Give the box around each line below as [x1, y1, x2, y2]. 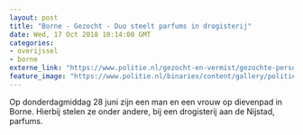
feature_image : [9, 72, 67, 81]
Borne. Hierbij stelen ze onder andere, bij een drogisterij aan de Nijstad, [9, 105, 275, 117]
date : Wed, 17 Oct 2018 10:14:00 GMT [9, 30, 151, 39]
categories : [9, 38, 54, 48]
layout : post [9, 13, 59, 22]
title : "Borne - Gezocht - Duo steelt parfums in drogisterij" [9, 22, 252, 31]
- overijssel [9, 47, 59, 56]
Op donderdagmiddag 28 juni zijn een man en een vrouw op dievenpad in [9, 96, 282, 107]
